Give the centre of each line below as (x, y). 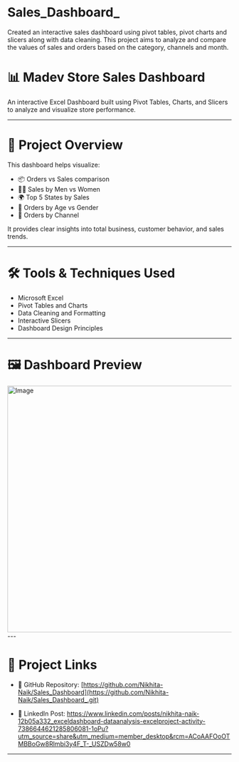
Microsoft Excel (41, 298)
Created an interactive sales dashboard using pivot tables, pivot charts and (117, 32)
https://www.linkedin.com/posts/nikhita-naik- (133, 714)
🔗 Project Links (52, 665)
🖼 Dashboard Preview (75, 365)
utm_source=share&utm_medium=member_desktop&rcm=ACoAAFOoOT (124, 736)
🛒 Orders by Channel (48, 215)
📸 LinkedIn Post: (41, 714)
